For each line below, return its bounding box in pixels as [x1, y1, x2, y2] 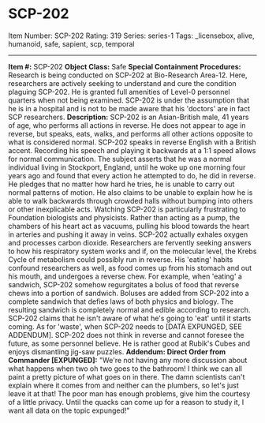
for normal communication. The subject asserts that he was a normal [8, 154, 232, 163]
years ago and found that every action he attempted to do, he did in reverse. [8, 170, 256, 180]
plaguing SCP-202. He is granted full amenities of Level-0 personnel [8, 87, 230, 96]
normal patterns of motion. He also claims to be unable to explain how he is [8, 187, 253, 197]
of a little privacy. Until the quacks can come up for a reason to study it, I [8, 397, 244, 406]
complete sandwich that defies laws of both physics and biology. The [8, 297, 234, 306]
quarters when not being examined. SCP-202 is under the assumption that [8, 95, 250, 105]
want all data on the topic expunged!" [8, 406, 130, 415]
